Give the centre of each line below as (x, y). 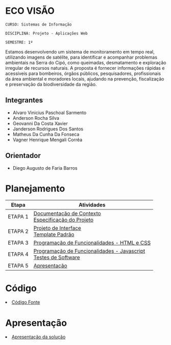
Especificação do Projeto (63, 220)
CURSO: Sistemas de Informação (39, 24)
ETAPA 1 (18, 217)
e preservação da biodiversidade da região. (51, 84)
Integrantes (24, 100)
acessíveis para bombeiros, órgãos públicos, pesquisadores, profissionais (83, 73)
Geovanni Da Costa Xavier (40, 123)
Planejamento (35, 188)
